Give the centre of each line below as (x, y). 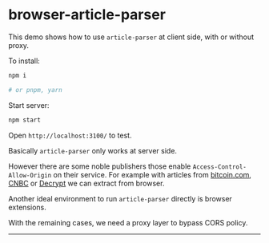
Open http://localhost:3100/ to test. (70, 135)
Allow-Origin (30, 175)
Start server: (29, 105)
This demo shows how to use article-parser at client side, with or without (131, 37)
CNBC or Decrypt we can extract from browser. (86, 183)
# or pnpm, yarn (35, 90)
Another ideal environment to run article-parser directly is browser (120, 198)
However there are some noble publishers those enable (100, 166)
